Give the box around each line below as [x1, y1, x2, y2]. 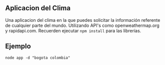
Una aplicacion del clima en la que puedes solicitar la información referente [5, 17, 160, 23]
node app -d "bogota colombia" [5, 55, 70, 60]
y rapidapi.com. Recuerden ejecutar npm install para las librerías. [5, 27, 141, 34]
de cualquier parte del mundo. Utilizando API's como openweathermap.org [5, 22, 160, 28]
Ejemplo [5, 42, 31, 51]
